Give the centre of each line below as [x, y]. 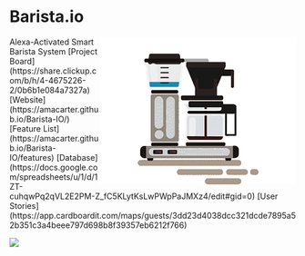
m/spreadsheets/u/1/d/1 [54, 177]
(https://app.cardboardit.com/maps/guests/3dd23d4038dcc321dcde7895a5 [153, 215]
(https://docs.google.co [54, 167]
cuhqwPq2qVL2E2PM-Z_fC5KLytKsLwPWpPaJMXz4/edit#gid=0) [132, 196]
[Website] [28, 99]
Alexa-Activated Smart [51, 42]
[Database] [77, 157]
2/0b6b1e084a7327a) [50, 90]
